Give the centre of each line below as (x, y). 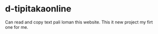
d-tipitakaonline (38, 9)
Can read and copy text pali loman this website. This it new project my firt (79, 22)
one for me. (17, 27)
